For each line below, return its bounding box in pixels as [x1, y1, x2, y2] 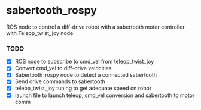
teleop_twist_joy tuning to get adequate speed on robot [14, 84, 151, 92]
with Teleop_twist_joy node [6, 29, 74, 36]
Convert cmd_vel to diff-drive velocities [14, 65, 112, 72]
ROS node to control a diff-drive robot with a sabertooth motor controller [6, 23, 185, 30]
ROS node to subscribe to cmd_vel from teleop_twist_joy [14, 58, 154, 65]
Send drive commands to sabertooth [14, 78, 106, 85]
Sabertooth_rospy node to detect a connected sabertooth [14, 71, 157, 78]
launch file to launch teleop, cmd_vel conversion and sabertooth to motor [14, 92, 195, 99]
